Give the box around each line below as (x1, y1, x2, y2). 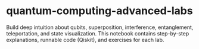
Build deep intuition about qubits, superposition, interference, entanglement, (6, 24, 194, 31)
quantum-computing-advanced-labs (6, 4, 193, 18)
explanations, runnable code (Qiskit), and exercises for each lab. (6, 36, 164, 43)
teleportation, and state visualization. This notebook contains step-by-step (6, 30, 189, 37)
